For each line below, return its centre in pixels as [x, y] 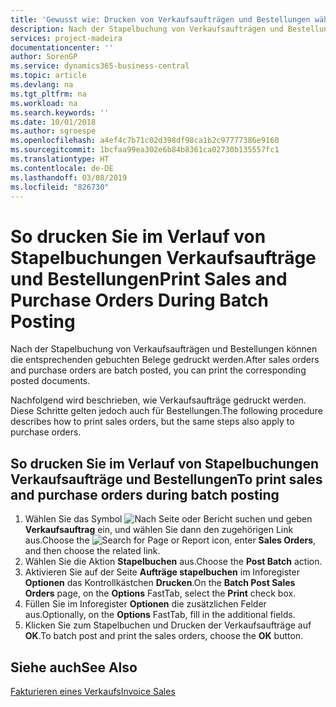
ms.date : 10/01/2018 [53, 122]
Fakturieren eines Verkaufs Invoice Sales [93, 691]
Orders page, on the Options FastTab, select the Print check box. [160, 593]
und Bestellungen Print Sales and [149, 278]
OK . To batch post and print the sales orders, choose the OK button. [164, 636]
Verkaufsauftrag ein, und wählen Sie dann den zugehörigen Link [159, 530]
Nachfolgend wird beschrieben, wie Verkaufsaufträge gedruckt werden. [158, 400]
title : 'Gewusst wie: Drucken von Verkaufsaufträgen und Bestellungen [160, 19]
